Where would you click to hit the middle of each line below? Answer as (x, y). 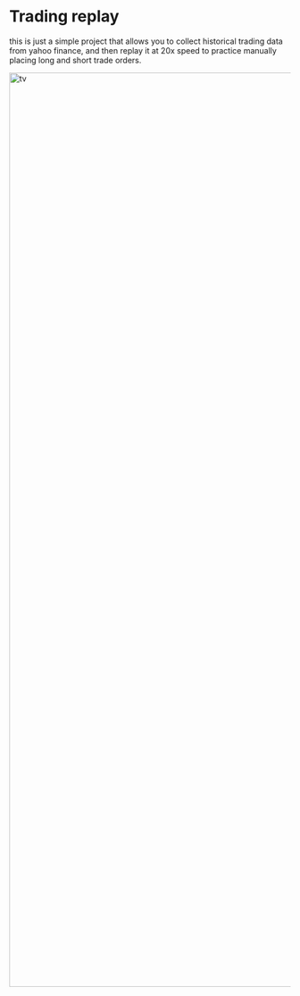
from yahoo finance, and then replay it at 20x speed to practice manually (143, 50)
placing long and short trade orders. (75, 60)
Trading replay (64, 17)
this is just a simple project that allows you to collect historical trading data (146, 41)
